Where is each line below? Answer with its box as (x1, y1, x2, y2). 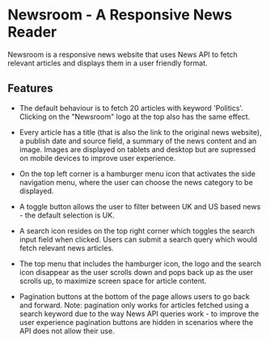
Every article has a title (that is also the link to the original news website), (19, 127, 262, 137)
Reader (7, 23, 57, 41)
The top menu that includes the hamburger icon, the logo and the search (19, 259, 262, 268)
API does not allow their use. (19, 326, 115, 336)
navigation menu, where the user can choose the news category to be (19, 177, 254, 187)
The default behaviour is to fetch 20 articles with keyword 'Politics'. (19, 103, 244, 112)
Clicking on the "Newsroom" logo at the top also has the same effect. (19, 112, 251, 121)
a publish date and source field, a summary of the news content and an (19, 136, 257, 146)
